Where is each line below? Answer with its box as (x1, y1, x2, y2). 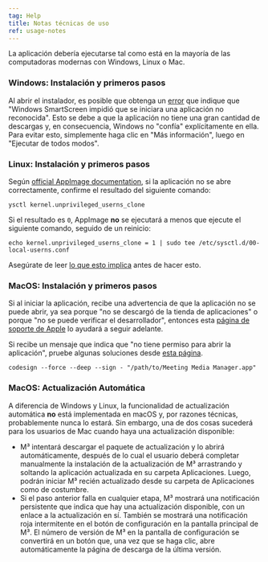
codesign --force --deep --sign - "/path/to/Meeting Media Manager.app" (8, 363, 257, 372)
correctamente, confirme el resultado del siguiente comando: (8, 185, 211, 195)
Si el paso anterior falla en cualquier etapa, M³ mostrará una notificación (19, 493, 260, 503)
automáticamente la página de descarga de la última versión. (19, 544, 222, 554)
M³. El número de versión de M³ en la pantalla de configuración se (19, 527, 240, 537)
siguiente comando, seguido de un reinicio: (8, 223, 151, 233)
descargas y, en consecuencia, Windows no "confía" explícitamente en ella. (8, 121, 259, 131)
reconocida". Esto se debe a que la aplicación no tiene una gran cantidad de (8, 113, 261, 122)
